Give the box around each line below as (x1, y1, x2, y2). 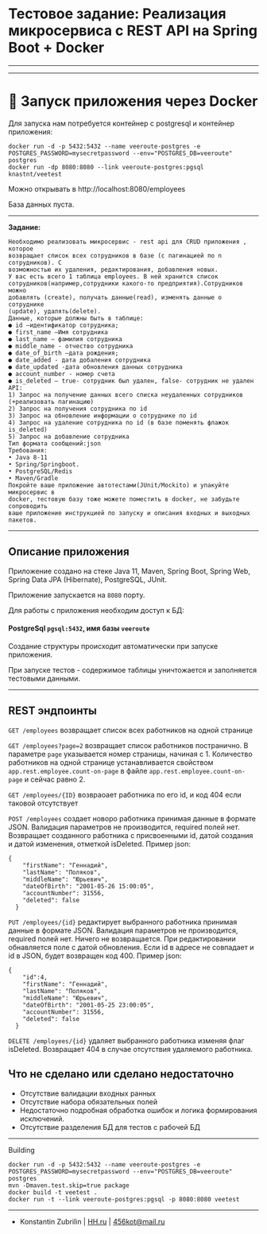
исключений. (19, 1114, 65, 1123)
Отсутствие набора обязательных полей (19, 1096, 158, 1106)
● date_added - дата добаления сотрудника (8, 355, 151, 364)
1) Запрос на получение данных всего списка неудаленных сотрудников (8, 390, 244, 398)
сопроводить (8, 502, 48, 510)
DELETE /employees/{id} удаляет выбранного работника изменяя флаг (8, 1035, 245, 1046)
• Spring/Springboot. (8, 460, 80, 468)
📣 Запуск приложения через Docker (8, 92, 258, 111)
